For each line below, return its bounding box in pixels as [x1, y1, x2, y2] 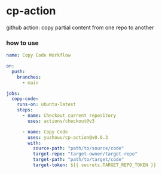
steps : [17, 107, 33, 113]
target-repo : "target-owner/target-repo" [32, 151, 137, 157]
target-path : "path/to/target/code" [32, 157, 124, 163]
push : [11, 69, 26, 74]
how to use [6, 39, 39, 47]
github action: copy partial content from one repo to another [6, 24, 154, 31]
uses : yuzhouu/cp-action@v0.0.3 [27, 134, 109, 141]
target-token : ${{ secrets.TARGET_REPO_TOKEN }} [32, 162, 157, 168]
